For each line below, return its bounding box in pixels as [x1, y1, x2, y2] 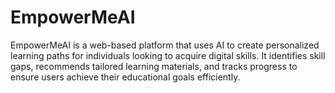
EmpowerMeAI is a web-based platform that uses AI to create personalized [10, 39, 320, 51]
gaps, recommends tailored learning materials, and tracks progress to [10, 60, 298, 72]
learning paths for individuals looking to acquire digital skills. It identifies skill [10, 49, 326, 61]
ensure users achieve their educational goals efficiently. [10, 71, 241, 83]
